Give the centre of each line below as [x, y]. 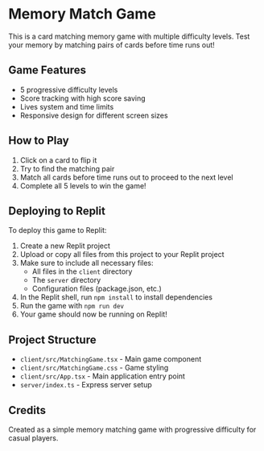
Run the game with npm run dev [72, 306]
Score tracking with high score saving [83, 98]
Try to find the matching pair [67, 168]
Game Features [47, 70]
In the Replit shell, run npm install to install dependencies [116, 297]
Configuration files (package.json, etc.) [97, 289]
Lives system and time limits [67, 106]
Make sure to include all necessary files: [87, 263]
